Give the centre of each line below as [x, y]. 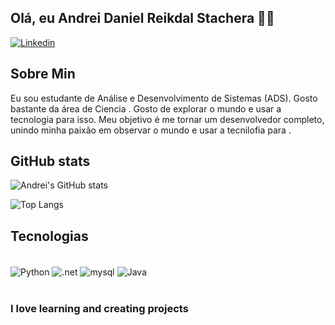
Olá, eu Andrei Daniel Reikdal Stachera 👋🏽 [142, 18]
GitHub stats [50, 161]
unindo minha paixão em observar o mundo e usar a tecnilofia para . [151, 130]
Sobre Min [43, 74]
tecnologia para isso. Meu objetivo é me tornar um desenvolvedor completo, [167, 119]
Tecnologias [49, 236]
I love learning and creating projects [99, 308]
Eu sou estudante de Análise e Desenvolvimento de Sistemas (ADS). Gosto [164, 98]
